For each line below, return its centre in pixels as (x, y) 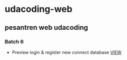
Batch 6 (14, 42)
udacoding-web (39, 9)
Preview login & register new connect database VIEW (67, 52)
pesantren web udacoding (46, 28)
